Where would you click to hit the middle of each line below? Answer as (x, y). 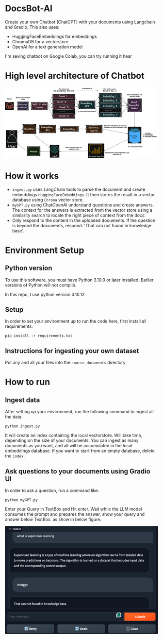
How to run (28, 382)
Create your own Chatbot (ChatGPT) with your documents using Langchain (80, 22)
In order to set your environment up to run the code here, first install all (76, 321)
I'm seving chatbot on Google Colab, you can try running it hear (69, 56)
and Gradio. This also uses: (32, 27)
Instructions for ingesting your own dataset (72, 351)
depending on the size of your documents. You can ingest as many (72, 440)
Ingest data (23, 400)
